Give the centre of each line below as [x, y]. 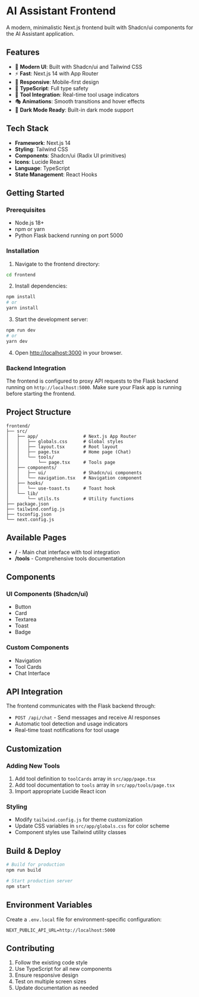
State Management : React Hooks [56, 174]
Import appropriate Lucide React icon [60, 791]
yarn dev [17, 341]
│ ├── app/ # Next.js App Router [71, 436]
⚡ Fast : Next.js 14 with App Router [56, 73]
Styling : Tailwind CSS [41, 149]
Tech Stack [27, 129]
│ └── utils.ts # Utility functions [70, 499]
